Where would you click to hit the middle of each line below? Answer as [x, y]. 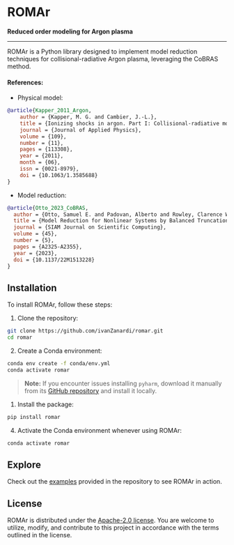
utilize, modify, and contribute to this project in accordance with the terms [113, 528]
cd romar [20, 338]
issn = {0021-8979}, [49, 169]
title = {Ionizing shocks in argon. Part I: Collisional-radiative [119, 123]
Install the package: [46, 404]
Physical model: [40, 98]
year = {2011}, [42, 156]
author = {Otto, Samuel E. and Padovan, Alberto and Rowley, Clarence [118, 214]
